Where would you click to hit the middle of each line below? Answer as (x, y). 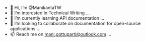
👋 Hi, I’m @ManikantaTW (35, 8)
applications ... (25, 29)
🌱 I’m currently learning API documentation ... (57, 18)
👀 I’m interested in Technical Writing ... (50, 13)
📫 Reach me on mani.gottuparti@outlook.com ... (61, 34)
